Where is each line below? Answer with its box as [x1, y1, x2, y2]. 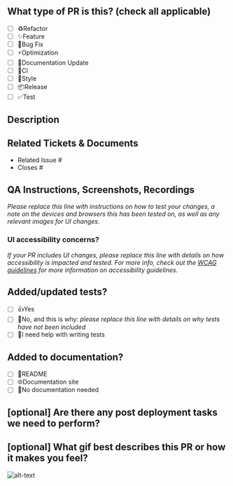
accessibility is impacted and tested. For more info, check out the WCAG [7, 258, 217, 266]
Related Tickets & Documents [7, 137, 139, 149]
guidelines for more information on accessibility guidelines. [7, 266, 178, 274]
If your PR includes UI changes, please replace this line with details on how [7, 250, 225, 259]
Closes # [17, 163, 43, 172]
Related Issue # [17, 156, 62, 164]
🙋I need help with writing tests [17, 330, 105, 339]
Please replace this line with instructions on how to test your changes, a [7, 203, 216, 211]
